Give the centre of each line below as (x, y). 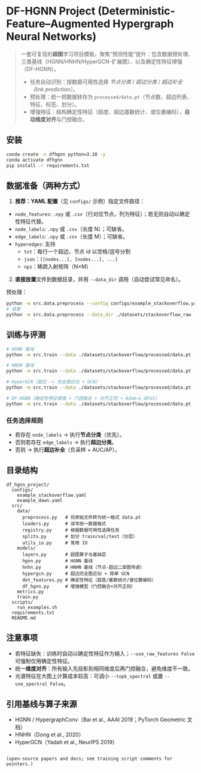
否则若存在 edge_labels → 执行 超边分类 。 (66, 442)
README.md (24, 618)
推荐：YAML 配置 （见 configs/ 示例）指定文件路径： (80, 201)
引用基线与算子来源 (42, 704)
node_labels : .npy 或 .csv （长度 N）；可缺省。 (71, 229)
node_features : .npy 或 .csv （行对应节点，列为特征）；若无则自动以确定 (102, 214)
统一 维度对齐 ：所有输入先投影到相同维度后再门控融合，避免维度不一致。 (104, 668)
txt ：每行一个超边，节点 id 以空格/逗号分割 (77, 252)
